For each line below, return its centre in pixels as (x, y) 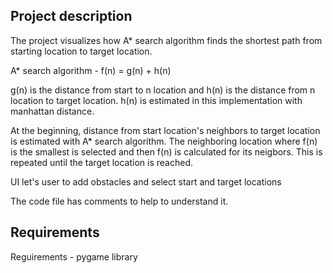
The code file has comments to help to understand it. (119, 201)
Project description (71, 16)
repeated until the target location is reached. (101, 162)
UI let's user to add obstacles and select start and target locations (146, 181)
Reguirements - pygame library (74, 256)
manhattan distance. (52, 111)
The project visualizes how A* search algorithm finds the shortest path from (166, 40)
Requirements (55, 232)
